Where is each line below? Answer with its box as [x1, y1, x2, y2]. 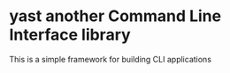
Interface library [9, 25, 131, 45]
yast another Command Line [9, 6, 222, 26]
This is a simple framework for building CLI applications [9, 54, 212, 64]
